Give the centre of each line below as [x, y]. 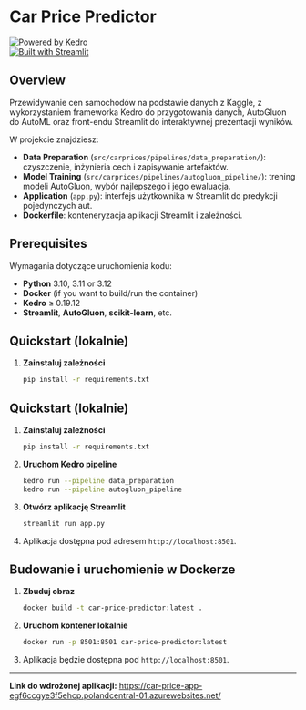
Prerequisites [48, 244]
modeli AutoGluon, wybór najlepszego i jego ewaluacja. [127, 186]
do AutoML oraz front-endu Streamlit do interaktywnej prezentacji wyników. [152, 121]
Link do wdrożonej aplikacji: [63, 686]
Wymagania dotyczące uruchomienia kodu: [91, 265]
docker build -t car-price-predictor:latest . [112, 608]
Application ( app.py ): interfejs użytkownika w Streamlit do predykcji [150, 196]
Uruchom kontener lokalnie [75, 625]
